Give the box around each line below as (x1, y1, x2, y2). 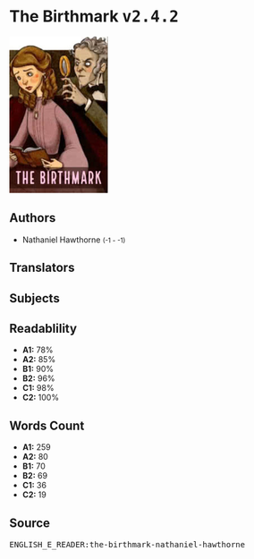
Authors (9, 210, 56, 225)
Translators (9, 260, 75, 275)
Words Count (9, 418, 85, 433)
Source (9, 515, 51, 530)
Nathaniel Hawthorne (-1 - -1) (21, 234, 126, 245)
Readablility (9, 320, 78, 336)
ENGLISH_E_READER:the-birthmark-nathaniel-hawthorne (9, 539, 246, 549)
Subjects (9, 291, 60, 306)
